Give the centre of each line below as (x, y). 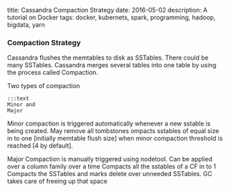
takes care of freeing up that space (57, 181)
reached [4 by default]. (40, 146)
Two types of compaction (44, 86)
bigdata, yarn (26, 25)
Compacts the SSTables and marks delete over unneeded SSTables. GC (110, 174)
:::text (18, 99)
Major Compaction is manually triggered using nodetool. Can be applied (110, 159)
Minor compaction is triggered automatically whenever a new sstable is (109, 123)
